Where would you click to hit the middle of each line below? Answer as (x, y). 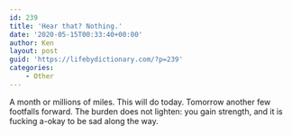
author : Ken (32, 43)
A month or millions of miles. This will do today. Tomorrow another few (140, 102)
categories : (32, 68)
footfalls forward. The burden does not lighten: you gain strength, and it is (146, 111)
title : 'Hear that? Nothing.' (66, 26)
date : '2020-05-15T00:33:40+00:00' (76, 34)
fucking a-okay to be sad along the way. (84, 121)
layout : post (34, 51)
